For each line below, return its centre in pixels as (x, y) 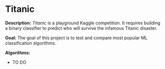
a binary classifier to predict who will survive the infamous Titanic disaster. (81, 28)
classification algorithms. (31, 43)
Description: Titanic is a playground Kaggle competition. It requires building (83, 23)
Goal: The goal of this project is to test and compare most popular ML (76, 38)
